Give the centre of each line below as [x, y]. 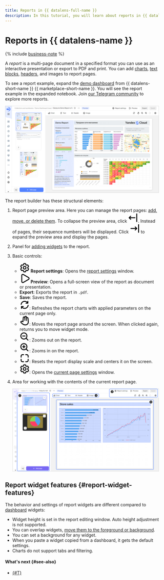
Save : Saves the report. [43, 297]
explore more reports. [27, 99]
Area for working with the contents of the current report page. [74, 382]
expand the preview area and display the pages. [60, 237]
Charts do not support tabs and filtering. [53, 551]
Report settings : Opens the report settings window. [82, 271]
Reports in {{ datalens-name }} [69, 40]
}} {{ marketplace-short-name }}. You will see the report [86, 89]
